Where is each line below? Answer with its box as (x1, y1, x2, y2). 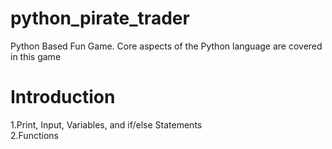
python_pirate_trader (10, 7, 190, 30)
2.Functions (10, 129, 59, 141)
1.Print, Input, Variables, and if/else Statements (10, 118, 203, 131)
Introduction (10, 86, 116, 109)
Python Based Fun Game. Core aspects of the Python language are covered (10, 40, 323, 52)
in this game (10, 50, 62, 62)
